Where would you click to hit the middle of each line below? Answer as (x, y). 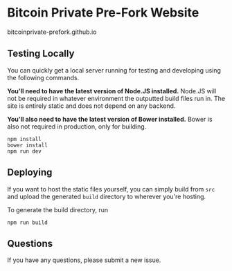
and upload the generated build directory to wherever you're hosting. (107, 196)
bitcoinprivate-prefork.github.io (52, 32)
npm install (24, 139)
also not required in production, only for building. (77, 127)
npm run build (28, 223)
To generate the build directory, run (58, 209)
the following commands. (43, 77)
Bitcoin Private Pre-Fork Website (103, 13)
